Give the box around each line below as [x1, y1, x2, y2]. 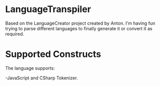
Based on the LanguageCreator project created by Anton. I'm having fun [5, 20, 155, 26]
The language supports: [5, 65, 55, 71]
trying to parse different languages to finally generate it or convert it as [5, 25, 152, 31]
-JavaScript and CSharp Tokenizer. [5, 74, 78, 81]
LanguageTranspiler [5, 4, 91, 15]
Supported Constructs [5, 49, 101, 60]
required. [5, 31, 24, 37]
